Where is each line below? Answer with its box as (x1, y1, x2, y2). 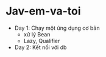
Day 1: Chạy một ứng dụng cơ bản (14, 24, 100, 32)
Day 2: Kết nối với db (14, 44, 67, 51)
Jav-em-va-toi (5, 4, 81, 18)
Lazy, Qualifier (23, 37, 60, 44)
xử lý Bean (23, 30, 51, 38)
